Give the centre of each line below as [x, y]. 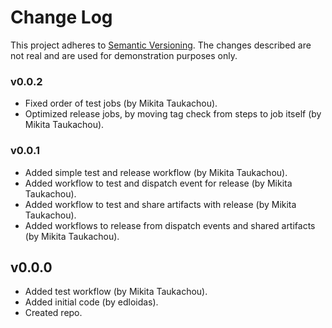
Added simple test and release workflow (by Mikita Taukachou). [156, 172]
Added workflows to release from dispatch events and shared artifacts [170, 225]
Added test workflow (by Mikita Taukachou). [116, 292]
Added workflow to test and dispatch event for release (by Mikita [158, 183]
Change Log [61, 17]
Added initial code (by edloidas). [91, 302]
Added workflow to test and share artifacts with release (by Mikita [160, 204]
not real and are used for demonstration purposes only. [124, 55]
